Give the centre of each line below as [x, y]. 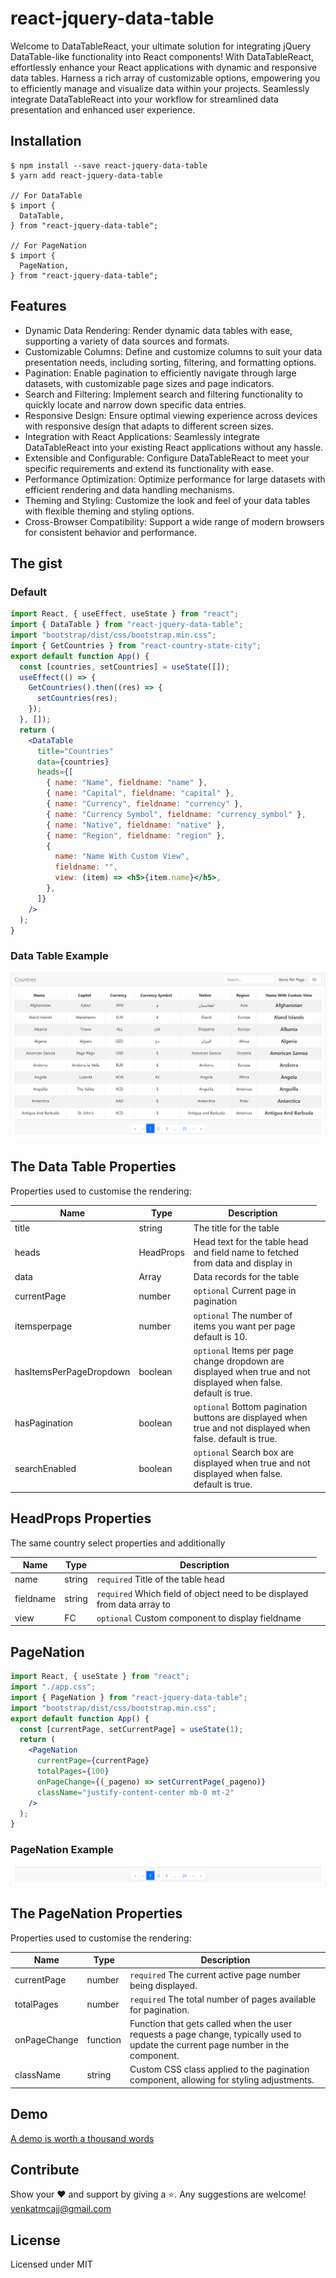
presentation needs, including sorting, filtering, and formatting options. [170, 362]
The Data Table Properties [93, 1167]
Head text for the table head [251, 1241]
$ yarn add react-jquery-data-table [86, 175]
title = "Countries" [75, 751]
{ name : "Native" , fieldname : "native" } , [136, 825]
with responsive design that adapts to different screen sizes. [149, 426]
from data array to [133, 1604]
